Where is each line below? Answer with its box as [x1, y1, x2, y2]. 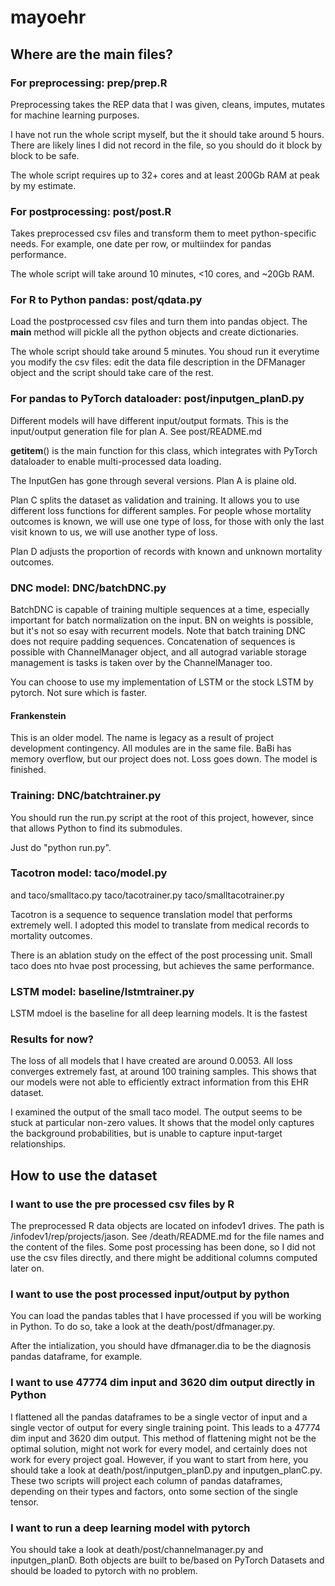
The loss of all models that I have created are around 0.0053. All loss [10, 1055, 293, 1067]
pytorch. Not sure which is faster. [10, 687, 148, 699]
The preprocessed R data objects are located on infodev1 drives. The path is [10, 1220, 325, 1232]
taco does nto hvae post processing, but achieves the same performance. [10, 959, 315, 971]
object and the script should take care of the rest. [10, 367, 214, 379]
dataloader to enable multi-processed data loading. [10, 455, 222, 467]
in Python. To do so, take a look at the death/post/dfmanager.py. [10, 1321, 276, 1333]
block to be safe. [10, 149, 80, 161]
